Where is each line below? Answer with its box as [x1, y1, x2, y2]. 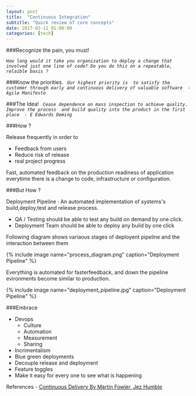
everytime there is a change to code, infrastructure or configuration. [6, 175, 172, 183]
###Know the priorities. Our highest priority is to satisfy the [6, 79, 171, 86]
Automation [23, 328, 52, 335]
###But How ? [6, 187, 41, 194]
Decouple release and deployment [14, 359, 98, 367]
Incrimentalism [14, 347, 51, 354]
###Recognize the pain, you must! [6, 47, 89, 54]
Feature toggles [14, 366, 53, 373]
